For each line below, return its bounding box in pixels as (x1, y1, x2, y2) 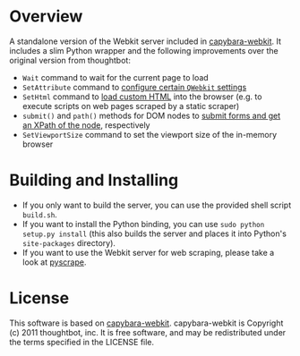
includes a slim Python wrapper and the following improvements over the (9, 45, 279, 55)
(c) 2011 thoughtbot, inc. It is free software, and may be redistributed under (9, 326, 287, 337)
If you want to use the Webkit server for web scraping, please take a (21, 247, 275, 258)
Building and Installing (9, 170, 179, 191)
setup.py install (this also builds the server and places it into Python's (21, 228, 287, 239)
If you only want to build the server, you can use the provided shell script (21, 199, 292, 210)
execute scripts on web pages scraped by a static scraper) (21, 100, 240, 111)
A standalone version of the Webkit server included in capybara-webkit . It (9, 36, 282, 47)
